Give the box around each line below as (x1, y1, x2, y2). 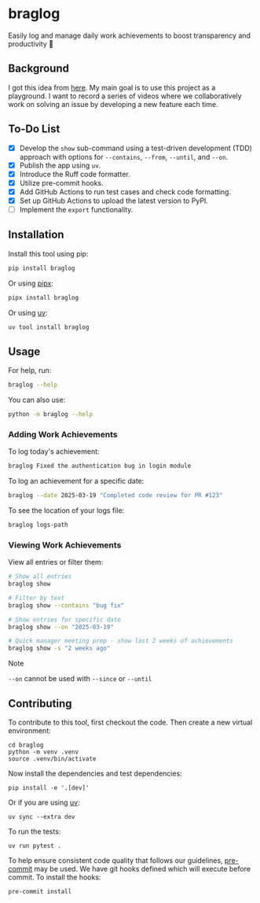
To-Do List (8, 123, 60, 136)
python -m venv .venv (8, 748, 79, 756)
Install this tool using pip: (8, 249, 89, 258)
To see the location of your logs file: (8, 506, 125, 515)
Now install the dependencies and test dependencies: (8, 768, 182, 779)
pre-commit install (8, 888, 72, 896)
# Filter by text (8, 594, 65, 602)
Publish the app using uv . (19, 160, 101, 170)
